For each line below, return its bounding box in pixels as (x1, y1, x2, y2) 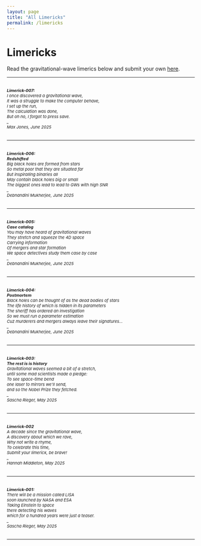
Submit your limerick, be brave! (7, 450, 67, 456)
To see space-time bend (7, 377, 54, 382)
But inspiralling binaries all (7, 171, 58, 178)
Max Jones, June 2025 (7, 124, 52, 130)
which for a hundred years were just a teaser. (7, 513, 95, 519)
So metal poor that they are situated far (7, 166, 84, 172)
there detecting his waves (7, 508, 57, 514)
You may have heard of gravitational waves (7, 229, 91, 236)
